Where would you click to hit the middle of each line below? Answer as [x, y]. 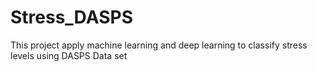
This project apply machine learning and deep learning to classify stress [159, 45]
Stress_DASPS [71, 17]
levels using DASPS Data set [69, 55]
